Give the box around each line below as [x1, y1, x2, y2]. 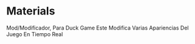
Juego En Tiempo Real [6, 30, 63, 37]
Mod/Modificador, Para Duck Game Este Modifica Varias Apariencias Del [6, 24, 189, 31]
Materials [6, 4, 55, 18]
